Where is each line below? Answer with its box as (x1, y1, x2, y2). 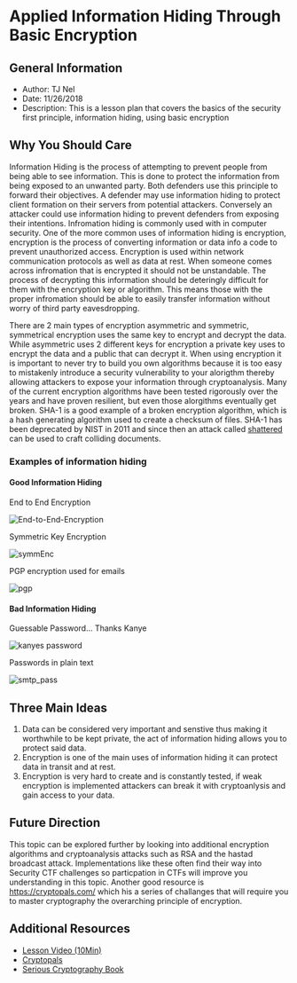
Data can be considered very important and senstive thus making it (21, 723, 268, 734)
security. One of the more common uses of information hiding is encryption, (9, 227, 286, 238)
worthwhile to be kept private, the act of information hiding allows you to (21, 733, 287, 743)
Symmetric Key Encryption (9, 531, 106, 542)
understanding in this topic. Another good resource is (9, 877, 205, 887)
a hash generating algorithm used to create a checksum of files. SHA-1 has (9, 414, 283, 425)
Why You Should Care (9, 138, 133, 153)
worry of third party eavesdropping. (9, 303, 140, 313)
